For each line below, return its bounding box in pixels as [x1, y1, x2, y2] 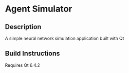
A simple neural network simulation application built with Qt [5, 35, 124, 41]
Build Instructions [5, 49, 60, 58]
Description [5, 23, 41, 31]
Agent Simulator [5, 3, 73, 15]
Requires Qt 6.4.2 [5, 62, 40, 68]
